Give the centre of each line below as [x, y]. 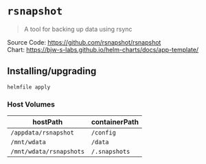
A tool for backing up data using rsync [78, 29]
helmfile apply [29, 87]
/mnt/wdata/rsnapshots [47, 152]
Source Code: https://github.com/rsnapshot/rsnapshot [84, 42]
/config [104, 133]
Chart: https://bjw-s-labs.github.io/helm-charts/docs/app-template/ [103, 49]
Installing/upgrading [52, 71]
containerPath [115, 122]
